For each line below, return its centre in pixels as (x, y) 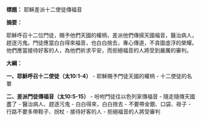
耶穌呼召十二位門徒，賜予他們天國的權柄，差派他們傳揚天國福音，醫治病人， (102, 35)
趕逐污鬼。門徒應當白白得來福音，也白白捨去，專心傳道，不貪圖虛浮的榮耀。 (102, 43)
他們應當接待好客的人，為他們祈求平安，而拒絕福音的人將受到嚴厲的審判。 (99, 50)
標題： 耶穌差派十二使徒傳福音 (44, 9)
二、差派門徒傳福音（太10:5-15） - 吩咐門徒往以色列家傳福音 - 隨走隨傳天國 (101, 96)
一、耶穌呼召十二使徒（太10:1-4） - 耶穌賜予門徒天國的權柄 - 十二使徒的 (97, 76)
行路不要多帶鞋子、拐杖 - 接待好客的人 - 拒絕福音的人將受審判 (83, 112)
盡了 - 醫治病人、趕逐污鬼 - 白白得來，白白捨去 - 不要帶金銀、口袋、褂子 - (99, 104)
